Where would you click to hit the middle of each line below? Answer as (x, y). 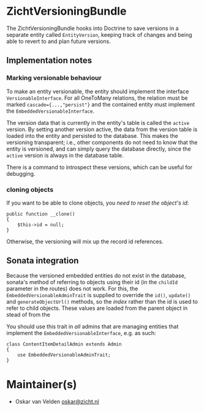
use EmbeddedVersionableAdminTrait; (64, 355)
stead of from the (28, 314)
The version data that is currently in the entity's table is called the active (98, 123)
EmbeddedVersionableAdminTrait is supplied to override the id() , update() (99, 295)
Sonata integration (43, 261)
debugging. (21, 173)
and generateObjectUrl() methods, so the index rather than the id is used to (102, 301)
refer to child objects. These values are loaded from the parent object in (97, 308)
